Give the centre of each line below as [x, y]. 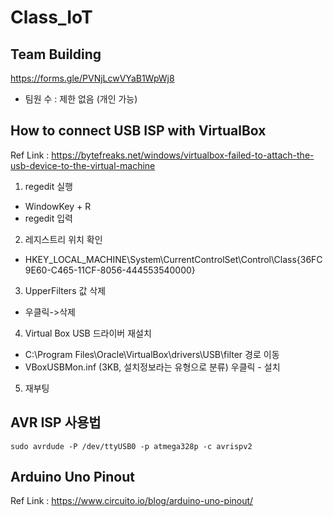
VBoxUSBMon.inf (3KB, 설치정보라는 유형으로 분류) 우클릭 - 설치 [152, 367]
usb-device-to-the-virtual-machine [83, 165]
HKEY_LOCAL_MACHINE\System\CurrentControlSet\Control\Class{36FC [173, 259]
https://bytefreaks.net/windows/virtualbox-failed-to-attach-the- [183, 155]
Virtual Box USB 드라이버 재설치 [88, 333]
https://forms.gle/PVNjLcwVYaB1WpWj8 [92, 78]
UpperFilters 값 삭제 [65, 290]
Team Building [56, 54]
